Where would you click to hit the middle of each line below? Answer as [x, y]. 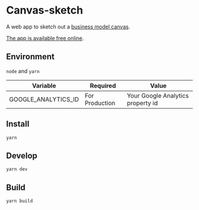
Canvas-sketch [45, 10]
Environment [31, 57]
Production [100, 103]
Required [103, 85]
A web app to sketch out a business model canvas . [68, 27]
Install [18, 124]
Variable [44, 85]
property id [142, 103]
